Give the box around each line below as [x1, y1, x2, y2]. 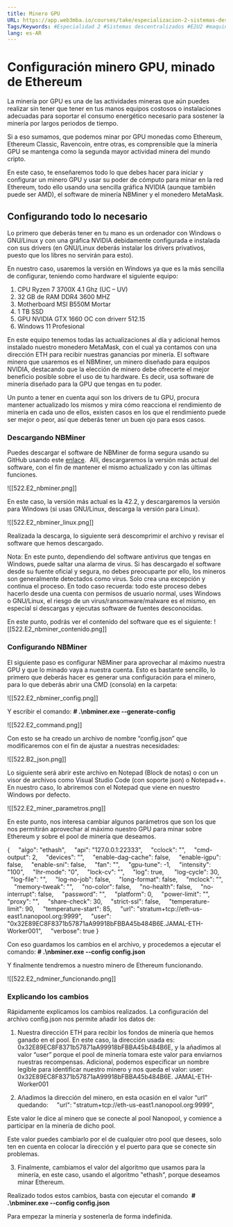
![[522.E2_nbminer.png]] [7, 484, 78, 493]
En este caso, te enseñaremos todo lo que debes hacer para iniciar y [7, 168, 204, 177]
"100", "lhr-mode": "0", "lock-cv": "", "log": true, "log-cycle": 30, [7, 868, 220, 876]
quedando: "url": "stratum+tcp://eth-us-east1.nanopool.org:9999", [17, 1101, 214, 1109]
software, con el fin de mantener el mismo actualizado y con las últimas [7, 463, 212, 472]
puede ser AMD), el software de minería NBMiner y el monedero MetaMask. [7, 190, 224, 198]
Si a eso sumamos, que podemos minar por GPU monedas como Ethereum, [7, 133, 223, 141]
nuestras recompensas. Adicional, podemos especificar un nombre [17, 1058, 209, 1066]
